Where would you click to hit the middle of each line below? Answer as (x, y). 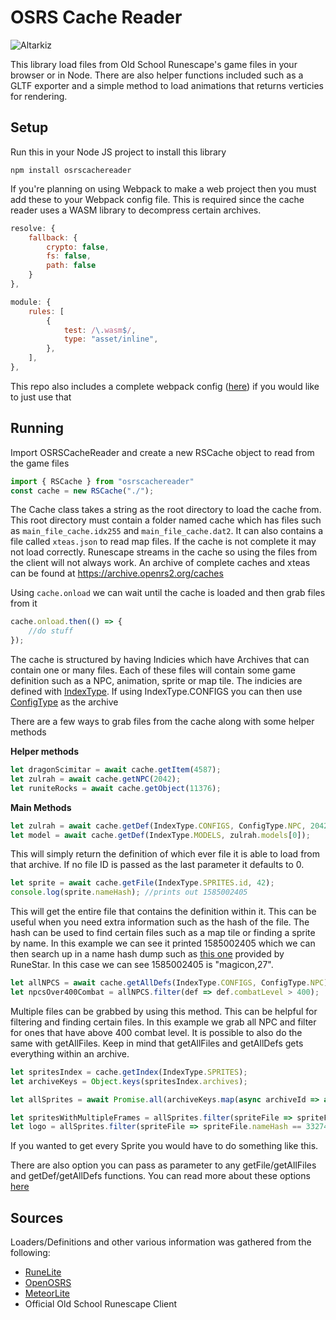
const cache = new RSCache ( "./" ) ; (82, 491)
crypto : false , (78, 247)
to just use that (41, 397)
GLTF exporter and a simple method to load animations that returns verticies (167, 85)
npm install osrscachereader (71, 170)
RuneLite (43, 1272)
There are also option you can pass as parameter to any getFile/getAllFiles (163, 1165)
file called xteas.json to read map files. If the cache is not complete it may (163, 542)
